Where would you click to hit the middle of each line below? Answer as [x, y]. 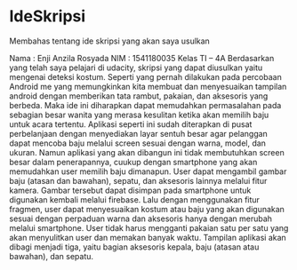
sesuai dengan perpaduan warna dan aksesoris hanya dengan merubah [141, 218]
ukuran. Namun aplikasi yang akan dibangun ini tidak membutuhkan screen [147, 152]
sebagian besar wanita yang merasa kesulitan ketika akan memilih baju [139, 115]
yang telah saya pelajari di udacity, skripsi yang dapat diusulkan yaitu [136, 67]
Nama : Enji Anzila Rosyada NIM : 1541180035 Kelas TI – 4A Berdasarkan [142, 58]
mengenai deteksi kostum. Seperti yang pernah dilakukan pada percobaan [145, 76]
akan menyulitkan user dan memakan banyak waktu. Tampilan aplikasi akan [148, 237]
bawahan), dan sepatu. [52, 256]
